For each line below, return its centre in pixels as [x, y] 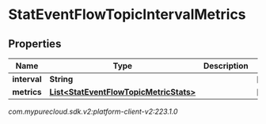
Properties [35, 44]
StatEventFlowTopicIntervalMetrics [127, 15]
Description [226, 66]
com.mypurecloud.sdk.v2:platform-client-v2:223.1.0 [93, 111]
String [61, 79]
